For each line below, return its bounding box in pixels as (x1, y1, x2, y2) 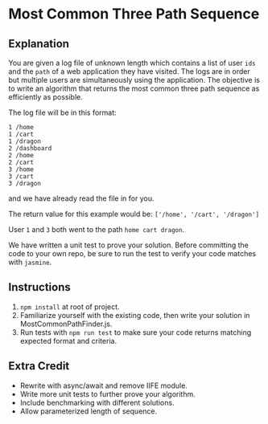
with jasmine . (8, 258, 52, 267)
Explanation (8, 37, 70, 51)
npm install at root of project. (19, 302, 120, 312)
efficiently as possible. (8, 92, 83, 101)
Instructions (8, 280, 71, 294)
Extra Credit (8, 359, 70, 373)
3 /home (8, 165, 35, 173)
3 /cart (8, 173, 35, 181)
